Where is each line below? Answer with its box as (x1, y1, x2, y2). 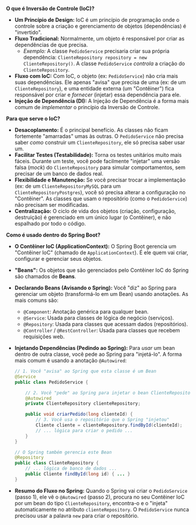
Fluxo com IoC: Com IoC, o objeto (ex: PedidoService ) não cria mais (14, 73, 178, 79)
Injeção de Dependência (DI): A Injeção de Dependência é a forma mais (14, 97, 189, 105)
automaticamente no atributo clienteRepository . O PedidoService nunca (14, 506, 189, 513)
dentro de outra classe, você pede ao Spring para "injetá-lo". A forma (14, 351, 183, 358)
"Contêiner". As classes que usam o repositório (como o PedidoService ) (14, 195, 188, 202)
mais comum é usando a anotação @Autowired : (14, 357, 127, 364)
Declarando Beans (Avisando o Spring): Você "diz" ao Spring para (14, 284, 177, 291)
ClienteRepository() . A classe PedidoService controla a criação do (23, 60, 185, 67)
